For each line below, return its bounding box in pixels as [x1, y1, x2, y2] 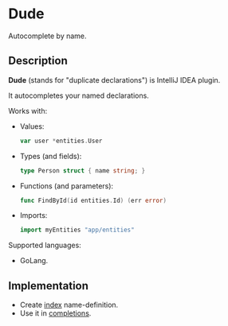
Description [8, 54, 68, 68]
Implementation [8, 279, 89, 293]
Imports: [19, 211, 48, 220]
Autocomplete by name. [8, 31, 87, 41]
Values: [19, 121, 45, 131]
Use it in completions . [19, 309, 92, 318]
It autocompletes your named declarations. [8, 91, 149, 100]
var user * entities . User [19, 137, 103, 145]
